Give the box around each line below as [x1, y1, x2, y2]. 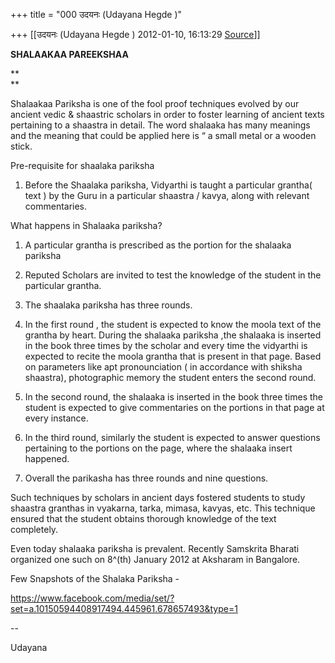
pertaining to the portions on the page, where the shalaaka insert [24, 442, 293, 454]
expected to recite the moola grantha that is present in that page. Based [24, 350, 322, 362]
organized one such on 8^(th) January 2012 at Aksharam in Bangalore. [10, 554, 301, 565]
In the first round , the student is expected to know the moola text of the [24, 319, 322, 330]
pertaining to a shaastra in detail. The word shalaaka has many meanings [10, 119, 311, 131]
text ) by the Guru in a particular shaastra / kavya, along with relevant [24, 190, 310, 201]
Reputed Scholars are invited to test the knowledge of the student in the [24, 269, 322, 281]
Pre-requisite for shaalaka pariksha [10, 160, 155, 171]
